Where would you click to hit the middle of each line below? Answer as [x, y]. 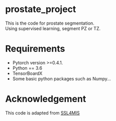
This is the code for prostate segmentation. [50, 23]
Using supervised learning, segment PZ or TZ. [53, 28]
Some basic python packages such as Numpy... [62, 78]
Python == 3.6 [27, 68]
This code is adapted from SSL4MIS [42, 113]
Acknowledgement [46, 99]
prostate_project [41, 9]
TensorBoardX [27, 73]
